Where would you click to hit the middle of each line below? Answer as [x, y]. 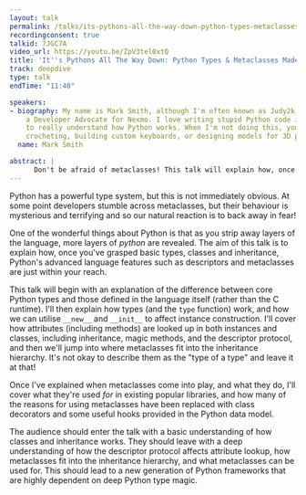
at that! [23, 367]
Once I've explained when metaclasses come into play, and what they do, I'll [153, 384]
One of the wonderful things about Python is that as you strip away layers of [153, 233]
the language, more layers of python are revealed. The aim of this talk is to [149, 242]
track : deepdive [40, 69]
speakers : [28, 102]
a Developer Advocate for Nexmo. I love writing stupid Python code [158, 120]
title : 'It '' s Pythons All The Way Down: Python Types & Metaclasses [144, 60]
